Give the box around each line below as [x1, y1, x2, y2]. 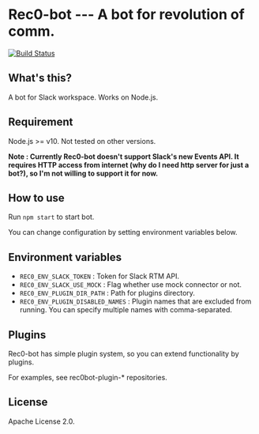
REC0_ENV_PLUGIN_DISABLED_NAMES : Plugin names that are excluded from [19, 296, 252, 306]
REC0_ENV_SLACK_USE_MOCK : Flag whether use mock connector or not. [19, 280, 242, 289]
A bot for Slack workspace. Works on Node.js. [8, 92, 159, 102]
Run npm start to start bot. [8, 212, 95, 222]
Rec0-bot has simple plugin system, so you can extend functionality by [8, 349, 239, 358]
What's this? [8, 71, 73, 85]
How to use [8, 191, 65, 205]
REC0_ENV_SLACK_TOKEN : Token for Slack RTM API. [19, 271, 180, 281]
